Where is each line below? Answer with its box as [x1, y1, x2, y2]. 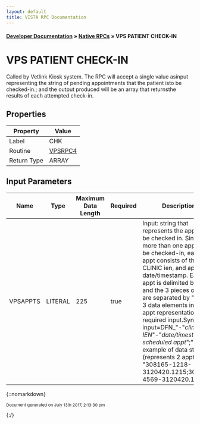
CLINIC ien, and [142, 263, 186, 272]
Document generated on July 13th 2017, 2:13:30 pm [6, 402, 105, 408]
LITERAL [46, 297, 70, 305]
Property [13, 127, 40, 135]
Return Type [9, 156, 43, 164]
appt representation [142, 308, 198, 316]
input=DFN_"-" [142, 323, 186, 331]
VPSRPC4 [49, 146, 77, 155]
